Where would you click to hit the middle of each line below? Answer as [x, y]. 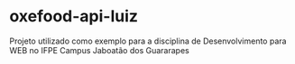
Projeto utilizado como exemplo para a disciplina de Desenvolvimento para [148, 41]
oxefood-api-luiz [74, 16]
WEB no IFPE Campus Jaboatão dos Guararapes [99, 50]
